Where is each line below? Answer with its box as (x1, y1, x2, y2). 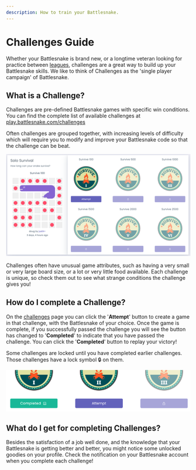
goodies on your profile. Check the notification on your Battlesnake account (6, 451, 189, 458)
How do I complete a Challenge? (6, 297, 126, 307)
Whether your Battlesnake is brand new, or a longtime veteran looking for (6, 55, 183, 62)
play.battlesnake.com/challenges (6, 119, 86, 126)
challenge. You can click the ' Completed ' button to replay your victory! (6, 338, 177, 345)
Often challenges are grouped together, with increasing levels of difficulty (6, 130, 184, 137)
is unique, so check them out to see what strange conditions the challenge (6, 274, 186, 281)
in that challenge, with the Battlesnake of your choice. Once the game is (6, 319, 180, 326)
